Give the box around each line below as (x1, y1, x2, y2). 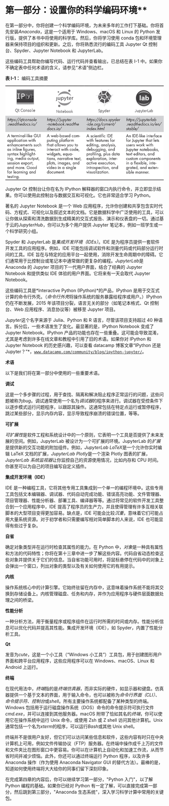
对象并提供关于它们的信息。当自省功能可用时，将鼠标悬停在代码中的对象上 (9, 557, 164, 563)
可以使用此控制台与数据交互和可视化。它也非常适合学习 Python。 (18, 192, 153, 198)
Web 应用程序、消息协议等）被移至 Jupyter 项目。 (14, 306, 118, 313)
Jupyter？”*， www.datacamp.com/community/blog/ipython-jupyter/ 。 (5, 349, 147, 355)
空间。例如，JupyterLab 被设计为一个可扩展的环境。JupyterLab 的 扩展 (14, 438, 161, 444)
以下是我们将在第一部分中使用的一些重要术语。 (5, 370, 102, 376)
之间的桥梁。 (9, 597, 36, 603)
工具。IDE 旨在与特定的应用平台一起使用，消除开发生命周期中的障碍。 (14, 252, 159, 258)
